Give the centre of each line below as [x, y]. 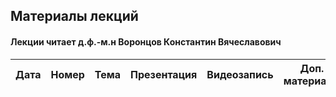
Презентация [164, 74]
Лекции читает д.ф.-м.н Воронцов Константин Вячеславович [146, 41]
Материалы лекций [74, 16]
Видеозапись [240, 74]
